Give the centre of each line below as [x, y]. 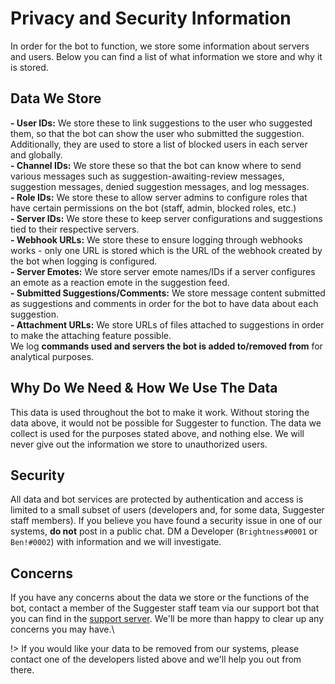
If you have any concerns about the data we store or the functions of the [160, 598]
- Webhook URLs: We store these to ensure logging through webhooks [156, 239]
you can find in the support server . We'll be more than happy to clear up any [167, 619]
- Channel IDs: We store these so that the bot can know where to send [156, 165]
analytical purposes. [52, 356]
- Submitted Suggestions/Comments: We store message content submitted [168, 293]
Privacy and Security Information [151, 18]
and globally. [36, 154]
